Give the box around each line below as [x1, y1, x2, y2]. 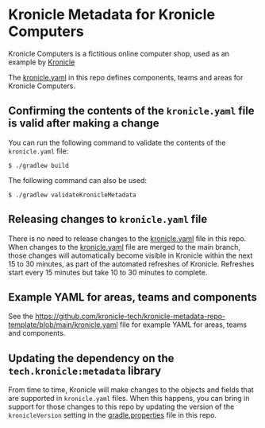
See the [8, 312, 34, 321]
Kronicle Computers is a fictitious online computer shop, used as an [8, 49, 230, 58]
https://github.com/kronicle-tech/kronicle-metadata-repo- [35, 312, 226, 321]
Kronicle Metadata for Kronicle [8, 6, 216, 24]
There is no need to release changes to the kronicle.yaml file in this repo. [8, 233, 247, 243]
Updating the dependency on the [8, 352, 175, 365]
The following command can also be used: [8, 175, 147, 185]
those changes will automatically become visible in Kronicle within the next [8, 251, 253, 260]
